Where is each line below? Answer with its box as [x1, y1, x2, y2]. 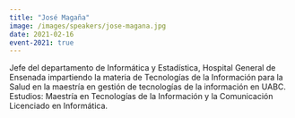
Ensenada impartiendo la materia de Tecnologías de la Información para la [9, 72, 284, 83]
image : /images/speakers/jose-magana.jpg [9, 21, 167, 30]
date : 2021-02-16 [9, 29, 74, 38]
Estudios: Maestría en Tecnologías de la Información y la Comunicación [9, 91, 273, 102]
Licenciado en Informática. [9, 100, 108, 112]
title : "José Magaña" [9, 13, 91, 22]
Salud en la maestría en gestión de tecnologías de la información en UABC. [9, 81, 287, 92]
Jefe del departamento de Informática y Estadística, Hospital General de [9, 63, 276, 73]
